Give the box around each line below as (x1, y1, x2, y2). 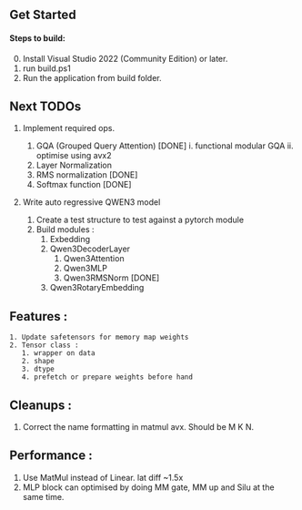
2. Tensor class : (9, 341, 79, 350)
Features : (9, 309, 68, 324)
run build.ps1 (22, 63, 71, 74)
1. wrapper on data (21, 349, 96, 358)
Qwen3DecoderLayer (49, 243, 130, 254)
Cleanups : (9, 397, 73, 413)
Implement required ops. (22, 123, 116, 134)
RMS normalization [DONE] (35, 169, 138, 180)
